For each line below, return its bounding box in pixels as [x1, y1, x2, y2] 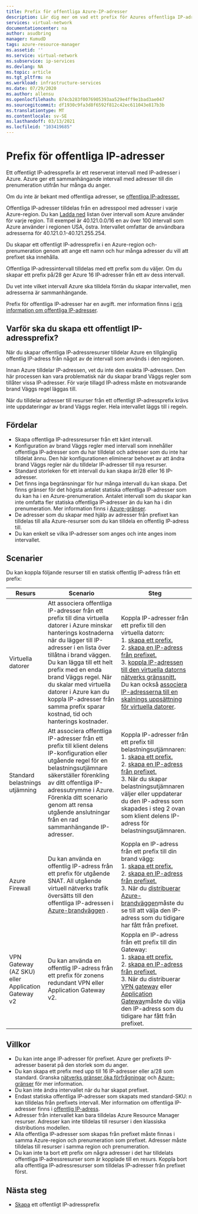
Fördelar [6, 420, 38, 430]
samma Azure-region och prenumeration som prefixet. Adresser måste [14, 1137, 187, 1144]
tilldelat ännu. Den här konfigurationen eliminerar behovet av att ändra [14, 454, 185, 461]
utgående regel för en [48, 757, 108, 765]
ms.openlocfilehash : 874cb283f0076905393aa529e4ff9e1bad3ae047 [6, 96, 165, 102]
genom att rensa [48, 801, 93, 809]
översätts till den [48, 891, 94, 900]
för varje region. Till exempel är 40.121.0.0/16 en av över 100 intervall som [6, 217, 184, 224]
